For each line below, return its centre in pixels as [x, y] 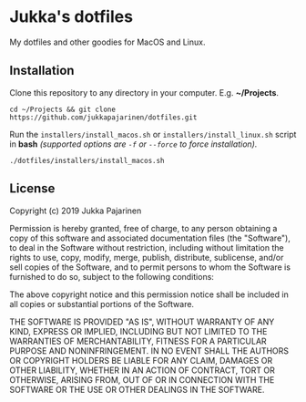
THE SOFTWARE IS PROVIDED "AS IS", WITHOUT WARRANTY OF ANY [142, 322]
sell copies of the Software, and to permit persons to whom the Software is [150, 267]
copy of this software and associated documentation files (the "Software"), [150, 238]
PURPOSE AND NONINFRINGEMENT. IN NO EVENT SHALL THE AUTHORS [149, 350]
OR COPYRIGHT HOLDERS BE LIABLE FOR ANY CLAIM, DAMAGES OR [141, 360]
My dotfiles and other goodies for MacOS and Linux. [107, 42]
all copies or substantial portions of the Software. [102, 304]
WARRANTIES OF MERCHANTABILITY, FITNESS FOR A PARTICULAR [138, 341]
